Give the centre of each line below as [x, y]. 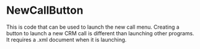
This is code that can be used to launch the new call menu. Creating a [93, 27]
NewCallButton [45, 10]
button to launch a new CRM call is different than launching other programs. [100, 33]
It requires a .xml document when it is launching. [67, 39]
